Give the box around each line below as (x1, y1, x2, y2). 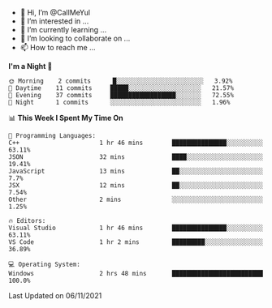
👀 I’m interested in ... (19, 16, 89, 26)
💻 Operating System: (8, 260, 81, 268)
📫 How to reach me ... (19, 43, 96, 52)
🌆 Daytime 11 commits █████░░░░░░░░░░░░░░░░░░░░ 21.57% (8, 84, 234, 92)
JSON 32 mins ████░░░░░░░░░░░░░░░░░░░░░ (8, 153, 264, 161)
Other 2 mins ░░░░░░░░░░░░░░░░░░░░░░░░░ (8, 195, 264, 203)
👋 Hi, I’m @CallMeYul (19, 8, 91, 17)
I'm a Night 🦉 (8, 62, 53, 71)
